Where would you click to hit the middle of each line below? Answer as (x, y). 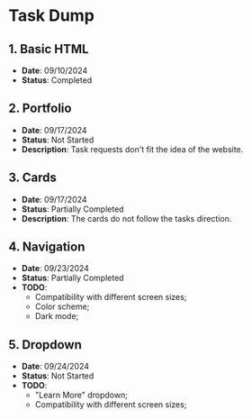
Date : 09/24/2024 (55, 367)
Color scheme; (62, 306)
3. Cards (33, 178)
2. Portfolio (40, 109)
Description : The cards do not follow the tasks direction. (126, 218)
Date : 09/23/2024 (55, 269)
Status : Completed (57, 80)
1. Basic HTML (49, 49)
